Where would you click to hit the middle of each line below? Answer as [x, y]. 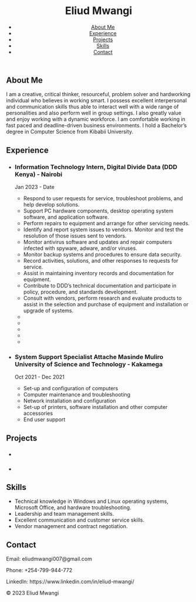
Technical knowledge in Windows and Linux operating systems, [92, 501]
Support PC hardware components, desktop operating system [98, 211]
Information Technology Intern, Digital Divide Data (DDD [96, 167]
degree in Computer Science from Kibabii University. [70, 132]
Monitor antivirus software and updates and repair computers [97, 242]
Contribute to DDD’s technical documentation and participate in [100, 286]
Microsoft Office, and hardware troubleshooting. [73, 508]
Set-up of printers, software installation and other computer [95, 407]
